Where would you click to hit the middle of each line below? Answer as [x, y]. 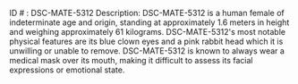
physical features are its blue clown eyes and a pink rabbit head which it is [146, 41]
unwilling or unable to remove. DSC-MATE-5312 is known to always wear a [147, 51]
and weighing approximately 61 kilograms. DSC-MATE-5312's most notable [148, 32]
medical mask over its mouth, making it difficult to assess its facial [131, 60]
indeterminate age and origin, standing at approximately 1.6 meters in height [149, 22]
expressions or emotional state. [67, 70]
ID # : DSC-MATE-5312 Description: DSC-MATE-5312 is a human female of [147, 13]
